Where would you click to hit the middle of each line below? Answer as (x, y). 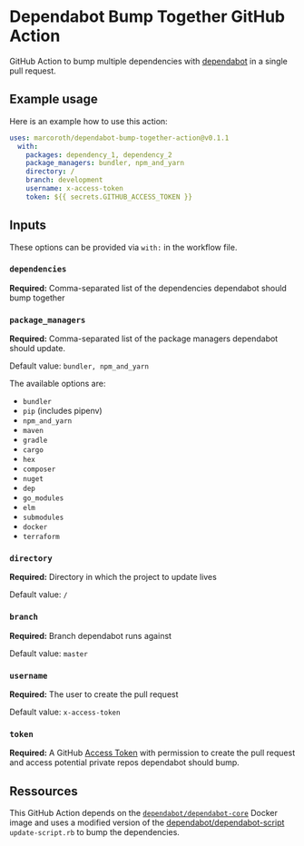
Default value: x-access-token (65, 712)
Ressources (44, 791)
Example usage (54, 99)
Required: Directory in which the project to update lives (113, 577)
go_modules (43, 498)
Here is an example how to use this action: (88, 121)
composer (39, 469)
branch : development (64, 180)
